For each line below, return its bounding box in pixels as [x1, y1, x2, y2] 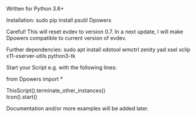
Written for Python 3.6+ [6, 5, 65, 12]
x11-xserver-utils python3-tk [6, 52, 76, 59]
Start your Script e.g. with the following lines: [6, 64, 117, 71]
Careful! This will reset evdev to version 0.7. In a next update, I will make [6, 28, 183, 35]
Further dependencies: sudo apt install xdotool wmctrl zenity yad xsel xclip [6, 46, 191, 53]
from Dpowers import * [6, 76, 63, 82]
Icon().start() [6, 94, 38, 100]
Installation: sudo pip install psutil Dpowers [6, 17, 112, 23]
